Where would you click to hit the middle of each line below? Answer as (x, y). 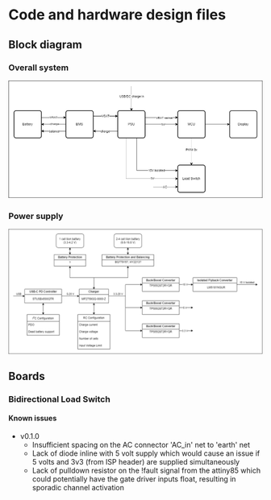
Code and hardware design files (117, 15)
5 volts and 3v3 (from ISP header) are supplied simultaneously (136, 462)
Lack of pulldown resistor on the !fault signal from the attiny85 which (146, 471)
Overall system (39, 68)
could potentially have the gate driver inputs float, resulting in (134, 479)
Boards (27, 376)
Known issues (33, 418)
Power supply (36, 217)
